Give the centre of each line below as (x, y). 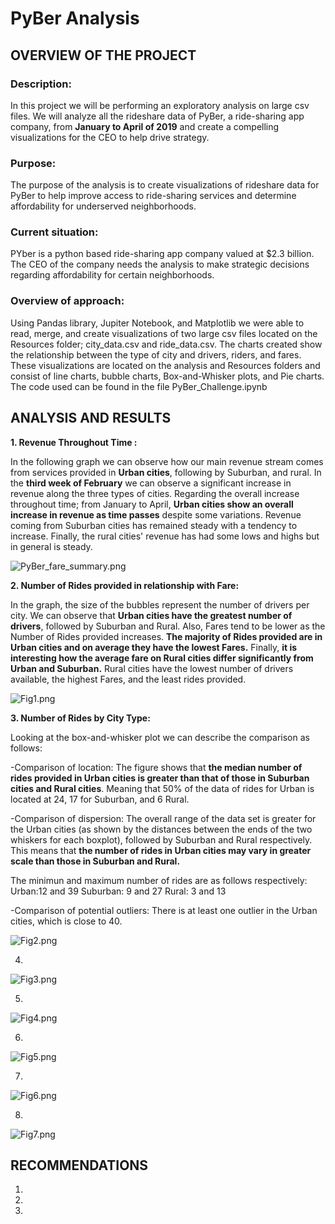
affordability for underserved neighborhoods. (103, 206)
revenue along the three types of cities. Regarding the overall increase (155, 493)
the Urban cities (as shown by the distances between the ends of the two (161, 829)
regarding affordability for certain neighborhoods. (112, 275)
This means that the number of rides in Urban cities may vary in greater (161, 850)
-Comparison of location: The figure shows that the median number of (156, 767)
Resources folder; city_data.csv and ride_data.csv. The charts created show (166, 344)
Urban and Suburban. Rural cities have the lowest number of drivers (152, 668)
